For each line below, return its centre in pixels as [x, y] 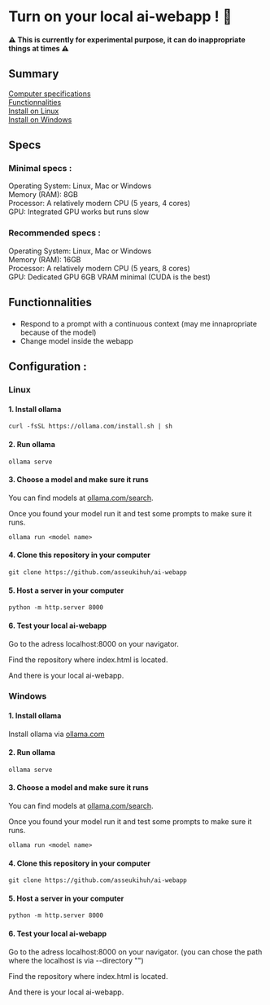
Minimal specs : [40, 168]
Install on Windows [40, 119]
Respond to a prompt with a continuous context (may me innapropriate [139, 323]
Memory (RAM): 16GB [45, 259]
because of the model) [58, 332]
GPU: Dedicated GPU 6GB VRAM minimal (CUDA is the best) [110, 277]
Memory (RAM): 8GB [44, 195]
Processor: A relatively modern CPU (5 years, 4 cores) [100, 204]
